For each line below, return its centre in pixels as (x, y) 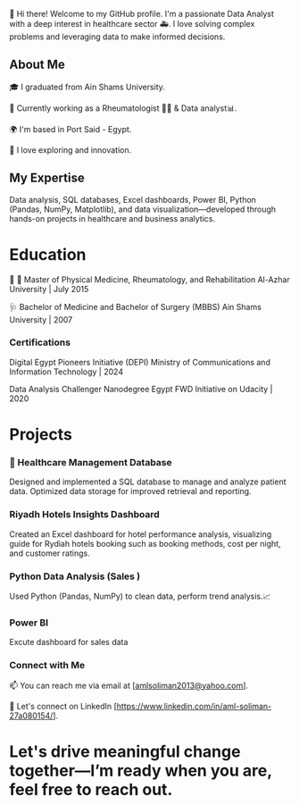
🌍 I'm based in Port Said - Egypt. (71, 129)
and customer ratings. (50, 553)
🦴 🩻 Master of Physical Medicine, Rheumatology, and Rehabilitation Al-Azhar (149, 279)
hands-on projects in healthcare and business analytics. (112, 218)
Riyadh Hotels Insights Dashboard (85, 515)
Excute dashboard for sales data (69, 642)
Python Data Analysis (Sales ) (75, 576)
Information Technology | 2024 (66, 372)
